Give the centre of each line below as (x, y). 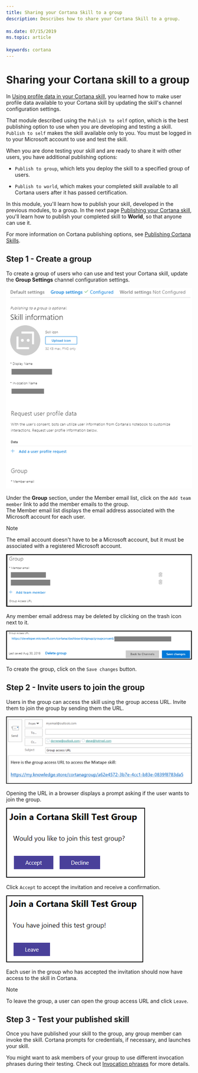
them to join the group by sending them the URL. (65, 708)
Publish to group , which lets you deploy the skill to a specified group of (102, 168)
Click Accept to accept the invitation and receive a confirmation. (83, 887)
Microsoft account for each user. (46, 516)
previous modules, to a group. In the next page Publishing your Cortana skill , (99, 210)
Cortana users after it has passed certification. (71, 192)
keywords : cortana (29, 50)
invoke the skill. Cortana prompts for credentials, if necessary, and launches (98, 1040)
